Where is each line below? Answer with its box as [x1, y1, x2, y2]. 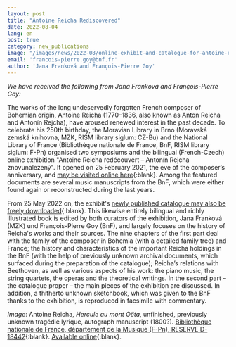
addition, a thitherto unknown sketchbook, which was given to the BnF [7, 289, 211, 297]
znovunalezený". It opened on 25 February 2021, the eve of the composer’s [7, 163, 225, 171]
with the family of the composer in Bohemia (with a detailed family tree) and [7, 236, 227, 245]
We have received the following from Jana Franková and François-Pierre [7, 82, 219, 90]
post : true [7, 37, 39, 44]
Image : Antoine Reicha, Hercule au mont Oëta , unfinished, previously [7, 310, 207, 318]
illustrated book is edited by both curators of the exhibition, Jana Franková [7, 214, 223, 222]
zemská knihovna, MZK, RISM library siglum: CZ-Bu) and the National [7, 133, 209, 141]
